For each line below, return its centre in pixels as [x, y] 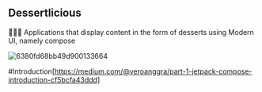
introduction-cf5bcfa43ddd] [54, 79]
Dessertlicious [45, 13]
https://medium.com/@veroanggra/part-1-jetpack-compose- [153, 71]
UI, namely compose [42, 40]
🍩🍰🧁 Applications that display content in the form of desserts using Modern [131, 32]
